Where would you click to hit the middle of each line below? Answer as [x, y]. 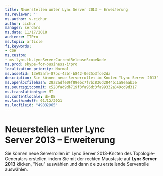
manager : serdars [23, 28]
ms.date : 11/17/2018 [26, 32]
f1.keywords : [18, 46]
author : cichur [21, 23]
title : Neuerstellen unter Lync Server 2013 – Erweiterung [67, 10]
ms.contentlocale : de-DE [30, 96]
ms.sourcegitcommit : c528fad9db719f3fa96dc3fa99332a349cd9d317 [71, 87]
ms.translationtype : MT [29, 92]
